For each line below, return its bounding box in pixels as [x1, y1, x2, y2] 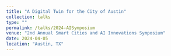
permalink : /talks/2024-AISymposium [6, 24, 95, 31]
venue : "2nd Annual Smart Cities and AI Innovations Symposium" [6, 30, 166, 36]
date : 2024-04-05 [6, 36, 48, 41]
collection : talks [6, 14, 51, 20]
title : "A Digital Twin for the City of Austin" [6, 8, 127, 15]
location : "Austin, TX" [6, 41, 64, 47]
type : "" [6, 19, 27, 25]
